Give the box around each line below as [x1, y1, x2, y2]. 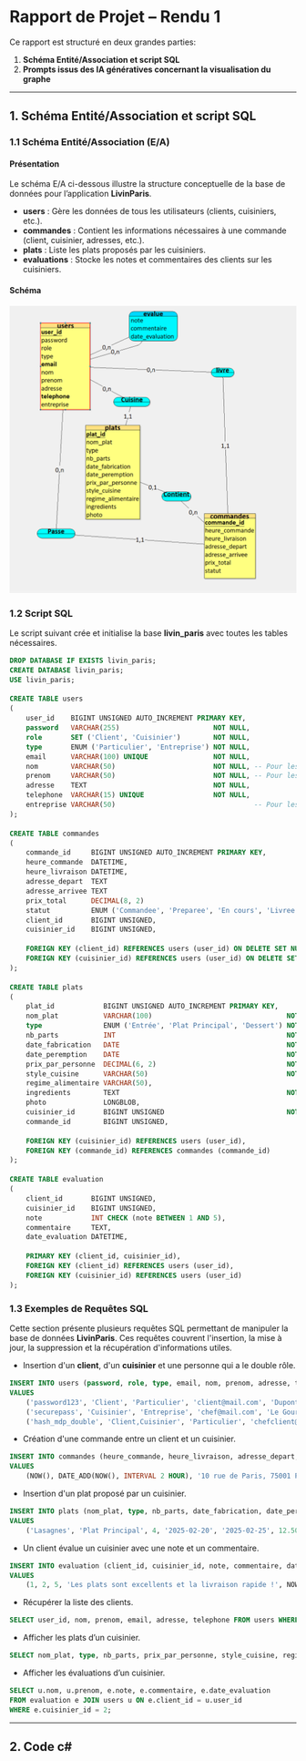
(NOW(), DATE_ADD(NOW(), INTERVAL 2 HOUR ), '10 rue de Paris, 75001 [25, 1471, 291, 1481]
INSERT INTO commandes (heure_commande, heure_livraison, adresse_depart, [9, 1452, 300, 1461]
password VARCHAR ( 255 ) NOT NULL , [25, 723, 250, 732]
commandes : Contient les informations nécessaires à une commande [22, 225, 287, 236]
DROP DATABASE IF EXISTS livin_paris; [9, 656, 157, 665]
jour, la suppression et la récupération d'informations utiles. [9, 1342, 232, 1353]
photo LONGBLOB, [25, 1098, 141, 1108]
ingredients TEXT [25, 1089, 120, 1098]
